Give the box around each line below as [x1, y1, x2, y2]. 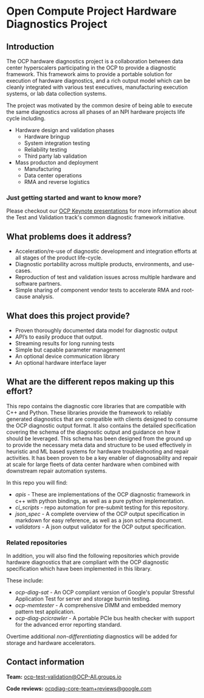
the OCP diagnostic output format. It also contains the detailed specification [6, 421, 196, 429]
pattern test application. [15, 608, 75, 616]
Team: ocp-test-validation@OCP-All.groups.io [6, 673, 122, 680]
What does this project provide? [6, 311, 131, 321]
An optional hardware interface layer [15, 359, 107, 366]
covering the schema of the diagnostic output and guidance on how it [6, 428, 180, 435]
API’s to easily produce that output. [15, 333, 103, 340]
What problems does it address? [6, 231, 132, 242]
